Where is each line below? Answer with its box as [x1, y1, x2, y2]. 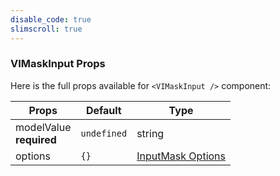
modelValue [15, 120, 72, 134]
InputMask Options [136, 149, 226, 163]
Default [85, 103, 122, 117]
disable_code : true [10, 14, 92, 25]
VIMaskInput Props [10, 57, 106, 71]
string [136, 126, 165, 140]
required [15, 132, 57, 146]
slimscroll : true [10, 24, 83, 34]
